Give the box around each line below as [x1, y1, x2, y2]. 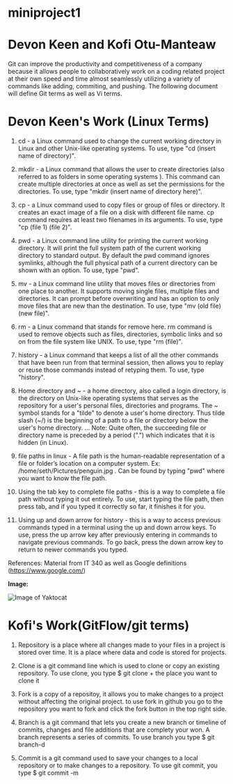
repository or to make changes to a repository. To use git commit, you [17, 761, 218, 769]
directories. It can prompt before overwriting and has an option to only [17, 295, 220, 303]
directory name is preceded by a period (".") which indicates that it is [17, 431, 215, 439]
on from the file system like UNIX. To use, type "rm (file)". [17, 338, 183, 346]
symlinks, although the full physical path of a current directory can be [17, 259, 218, 267]
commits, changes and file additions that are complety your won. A [17, 726, 211, 734]
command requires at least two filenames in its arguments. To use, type [17, 216, 223, 224]
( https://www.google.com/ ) [8, 566, 86, 575]
